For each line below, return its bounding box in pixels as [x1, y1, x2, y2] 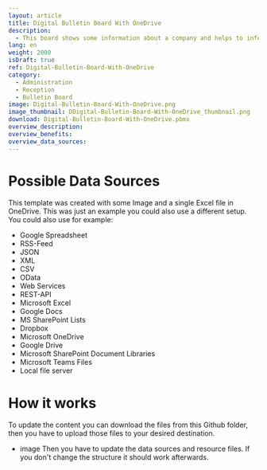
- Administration [15, 78, 73, 86]
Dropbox [19, 323, 49, 333]
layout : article [8, 11, 62, 20]
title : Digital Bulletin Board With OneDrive [8, 19, 161, 27]
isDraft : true [8, 57, 56, 65]
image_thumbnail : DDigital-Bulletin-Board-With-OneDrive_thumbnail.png [8, 108, 250, 116]
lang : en [8, 41, 37, 49]
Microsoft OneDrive [19, 332, 85, 342]
